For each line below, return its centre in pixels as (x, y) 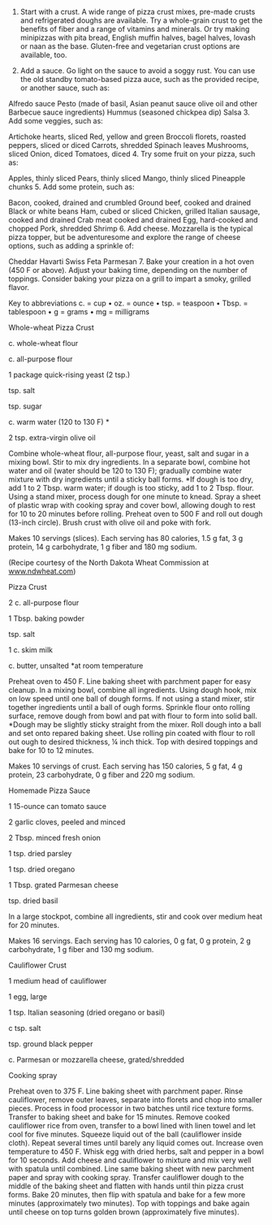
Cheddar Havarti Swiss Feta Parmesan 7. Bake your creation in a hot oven (131, 262)
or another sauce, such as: (65, 88)
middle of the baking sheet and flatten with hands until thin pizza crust (126, 1186)
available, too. (43, 55)
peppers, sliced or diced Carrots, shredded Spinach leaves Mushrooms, (129, 145)
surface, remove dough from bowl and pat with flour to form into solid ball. (133, 716)
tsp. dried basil (33, 900)
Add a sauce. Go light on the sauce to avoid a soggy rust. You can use (138, 71)
